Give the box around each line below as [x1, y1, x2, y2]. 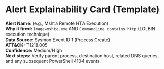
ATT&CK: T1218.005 [5, 42, 48, 48]
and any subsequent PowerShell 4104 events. [5, 58, 101, 64]
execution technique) [5, 31, 50, 37]
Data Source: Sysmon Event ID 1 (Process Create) [5, 37, 111, 43]
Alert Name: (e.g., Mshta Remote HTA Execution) [5, 20, 108, 26]
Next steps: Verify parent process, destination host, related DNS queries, [5, 52, 159, 59]
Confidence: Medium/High [5, 47, 62, 53]
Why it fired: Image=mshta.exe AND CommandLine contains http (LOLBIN [5, 25, 155, 31]
